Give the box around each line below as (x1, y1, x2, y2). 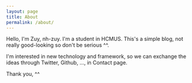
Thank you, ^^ (6, 71, 40, 78)
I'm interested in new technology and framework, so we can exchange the (6, 53, 187, 60)
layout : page (6, 8, 38, 15)
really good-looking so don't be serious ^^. (6, 41, 109, 49)
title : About (6, 14, 38, 20)
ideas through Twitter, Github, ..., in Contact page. (6, 59, 128, 66)
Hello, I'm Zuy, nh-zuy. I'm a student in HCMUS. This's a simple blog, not (6, 36, 184, 43)
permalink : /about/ (6, 19, 54, 25)
